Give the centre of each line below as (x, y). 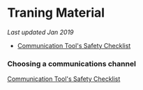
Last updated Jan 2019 (41, 32)
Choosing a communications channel (71, 63)
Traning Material (56, 13)
